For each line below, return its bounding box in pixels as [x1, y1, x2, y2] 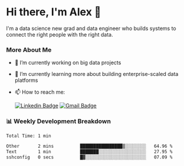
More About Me [6, 45, 52, 54]
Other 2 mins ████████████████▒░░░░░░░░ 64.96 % [6, 144, 173, 150]
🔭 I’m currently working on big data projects [14, 59, 121, 67]
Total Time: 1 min [6, 132, 51, 139]
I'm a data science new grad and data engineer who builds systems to [6, 25, 176, 32]
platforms [14, 77, 38, 84]
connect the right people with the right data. [6, 31, 113, 38]
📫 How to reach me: [14, 88, 65, 96]
